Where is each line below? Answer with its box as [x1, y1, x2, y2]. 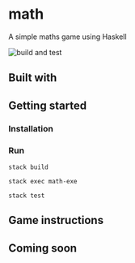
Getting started [8, 98, 87, 112]
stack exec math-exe [8, 177, 78, 185]
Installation [8, 123, 54, 134]
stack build [8, 163, 49, 171]
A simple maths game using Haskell [8, 32, 127, 41]
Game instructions [8, 213, 103, 227]
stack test [8, 192, 45, 200]
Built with [8, 71, 57, 85]
